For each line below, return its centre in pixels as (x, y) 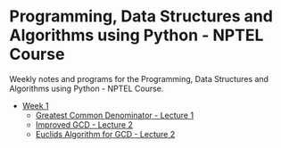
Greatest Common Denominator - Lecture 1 (115, 115)
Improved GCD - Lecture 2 (84, 124)
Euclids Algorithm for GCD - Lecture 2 (105, 134)
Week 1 (35, 105)
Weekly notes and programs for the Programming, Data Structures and (139, 78)
